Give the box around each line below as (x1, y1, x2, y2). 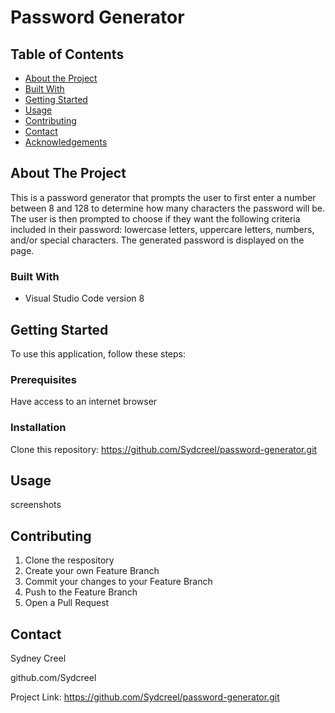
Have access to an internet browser (10, 396, 158, 408)
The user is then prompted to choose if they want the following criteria (10, 212, 301, 225)
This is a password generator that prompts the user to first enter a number (10, 191, 317, 203)
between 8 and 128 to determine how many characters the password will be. (10, 202, 326, 214)
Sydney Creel (10, 652, 67, 664)
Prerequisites (10, 372, 77, 386)
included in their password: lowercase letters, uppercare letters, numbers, (10, 223, 315, 235)
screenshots (10, 499, 62, 511)
